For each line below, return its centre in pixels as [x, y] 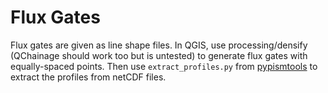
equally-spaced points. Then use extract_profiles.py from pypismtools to [164, 66]
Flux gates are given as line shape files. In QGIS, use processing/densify [159, 45]
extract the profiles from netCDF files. [88, 77]
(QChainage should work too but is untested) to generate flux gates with [159, 55]
